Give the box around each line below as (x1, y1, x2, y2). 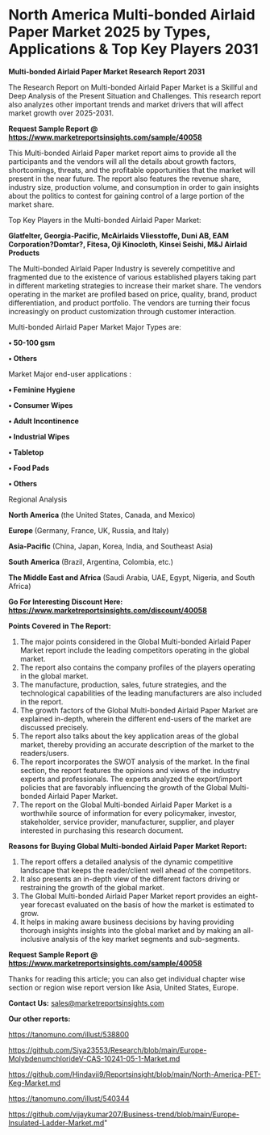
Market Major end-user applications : (8, 369, 131, 379)
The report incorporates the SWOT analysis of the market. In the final (19, 757, 250, 767)
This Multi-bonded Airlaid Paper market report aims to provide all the (8, 148, 237, 158)
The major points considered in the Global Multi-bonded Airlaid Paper (19, 637, 251, 646)
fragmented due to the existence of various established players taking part (8, 272, 256, 282)
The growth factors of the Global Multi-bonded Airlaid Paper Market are (19, 705, 259, 715)
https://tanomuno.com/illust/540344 (8, 1093, 131, 1103)
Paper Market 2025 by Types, (8, 23, 211, 41)
